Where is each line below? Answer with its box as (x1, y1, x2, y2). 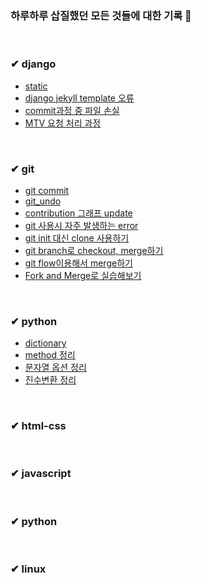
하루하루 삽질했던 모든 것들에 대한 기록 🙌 (10, 8, 192, 22)
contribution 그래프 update (24, 207, 133, 219)
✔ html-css (10, 419, 67, 433)
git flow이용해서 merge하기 (24, 257, 133, 269)
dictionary (24, 337, 67, 349)
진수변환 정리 (24, 374, 77, 386)
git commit (24, 184, 70, 196)
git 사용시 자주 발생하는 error (24, 219, 139, 231)
